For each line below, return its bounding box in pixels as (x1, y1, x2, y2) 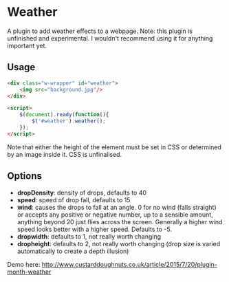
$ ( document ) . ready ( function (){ (19, 111, 109, 118)
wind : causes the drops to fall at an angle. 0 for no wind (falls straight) (17, 203, 217, 211)
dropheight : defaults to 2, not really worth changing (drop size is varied (17, 239, 221, 248)
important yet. (7, 41, 47, 50)
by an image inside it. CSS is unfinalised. (7, 150, 122, 158)
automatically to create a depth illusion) (17, 247, 129, 255)
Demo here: (7, 260, 41, 268)
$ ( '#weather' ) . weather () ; (32, 118, 107, 124)
